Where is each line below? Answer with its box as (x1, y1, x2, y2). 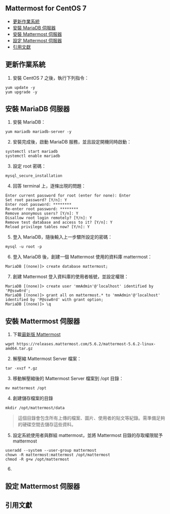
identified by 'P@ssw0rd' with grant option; (5, 297, 103, 302)
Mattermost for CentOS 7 (5, 4, 87, 13)
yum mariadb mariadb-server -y (5, 129, 72, 134)
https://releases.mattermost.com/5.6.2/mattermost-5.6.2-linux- (16, 342, 156, 347)
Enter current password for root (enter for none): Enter (5, 193, 131, 198)
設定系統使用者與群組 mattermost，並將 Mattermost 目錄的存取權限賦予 (12, 432, 163, 438)
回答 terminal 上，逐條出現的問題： (12, 183, 86, 189)
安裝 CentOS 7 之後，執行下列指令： (12, 75, 89, 81)
